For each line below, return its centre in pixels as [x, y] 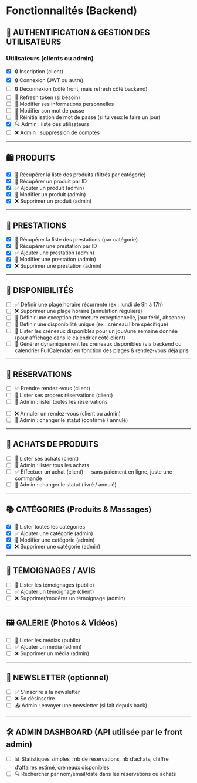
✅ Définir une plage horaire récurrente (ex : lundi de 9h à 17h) [89, 304]
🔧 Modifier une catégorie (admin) [55, 540]
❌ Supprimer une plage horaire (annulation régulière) [78, 311]
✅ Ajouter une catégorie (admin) [54, 533]
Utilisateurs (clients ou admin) [50, 58]
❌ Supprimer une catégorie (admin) [57, 546]
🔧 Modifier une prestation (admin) [55, 260]
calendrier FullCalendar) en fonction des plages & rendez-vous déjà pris [101, 350]
